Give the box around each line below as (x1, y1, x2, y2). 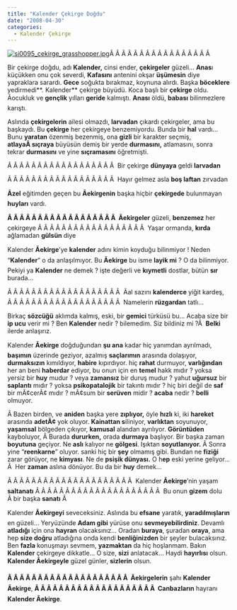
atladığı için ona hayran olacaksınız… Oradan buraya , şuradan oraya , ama (7, 526, 225, 535)
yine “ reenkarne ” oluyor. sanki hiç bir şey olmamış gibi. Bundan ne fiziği (7, 447, 219, 456)
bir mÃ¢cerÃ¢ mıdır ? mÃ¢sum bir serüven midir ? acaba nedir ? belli (7, 389, 209, 397)
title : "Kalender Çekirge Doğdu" (7, 10, 106, 18)
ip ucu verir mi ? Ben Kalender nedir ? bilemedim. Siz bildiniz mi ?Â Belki (7, 319, 221, 328)
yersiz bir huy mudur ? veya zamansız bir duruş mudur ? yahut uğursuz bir (7, 374, 227, 382)
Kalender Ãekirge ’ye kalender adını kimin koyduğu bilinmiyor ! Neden (7, 246, 211, 254)
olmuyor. (7, 396, 33, 405)
